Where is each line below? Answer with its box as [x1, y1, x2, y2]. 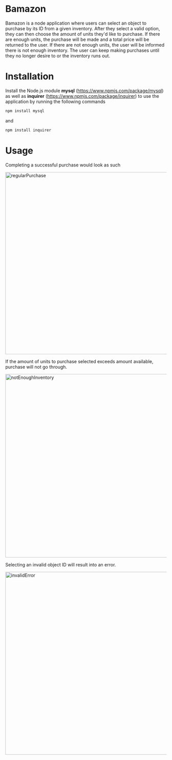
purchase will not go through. [5, 364, 68, 370]
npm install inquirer [5, 128, 52, 133]
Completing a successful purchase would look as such [5, 162, 121, 168]
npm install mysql [5, 108, 45, 113]
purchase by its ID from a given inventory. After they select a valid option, [5, 25, 160, 31]
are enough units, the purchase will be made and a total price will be [5, 36, 149, 43]
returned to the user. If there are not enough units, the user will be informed [5, 41, 165, 48]
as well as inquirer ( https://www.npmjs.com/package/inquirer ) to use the [5, 93, 160, 99]
